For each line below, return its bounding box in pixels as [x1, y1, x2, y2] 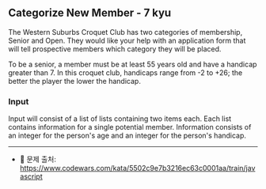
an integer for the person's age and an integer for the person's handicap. [8, 130, 247, 141]
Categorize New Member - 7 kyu [8, 6, 172, 20]
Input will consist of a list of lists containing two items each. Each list [8, 114, 232, 123]
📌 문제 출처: [19, 154, 57, 164]
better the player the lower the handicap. [8, 76, 141, 85]
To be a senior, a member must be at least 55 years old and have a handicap [8, 59, 257, 69]
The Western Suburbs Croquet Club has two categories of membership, [8, 27, 243, 36]
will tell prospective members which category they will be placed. [8, 43, 222, 54]
